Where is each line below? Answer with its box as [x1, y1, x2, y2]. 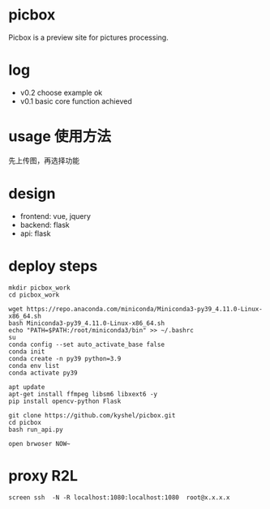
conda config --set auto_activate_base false [8, 340, 165, 349]
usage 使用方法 [8, 127, 112, 146]
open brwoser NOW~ [8, 439, 71, 447]
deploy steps [8, 257, 98, 275]
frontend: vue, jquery [19, 211, 92, 220]
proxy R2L [8, 466, 79, 485]
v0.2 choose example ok [19, 88, 103, 97]
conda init [8, 347, 45, 356]
